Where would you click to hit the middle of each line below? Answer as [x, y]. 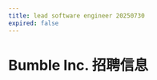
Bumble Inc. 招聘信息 [78, 65]
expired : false [34, 23]
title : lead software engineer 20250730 [77, 16]
